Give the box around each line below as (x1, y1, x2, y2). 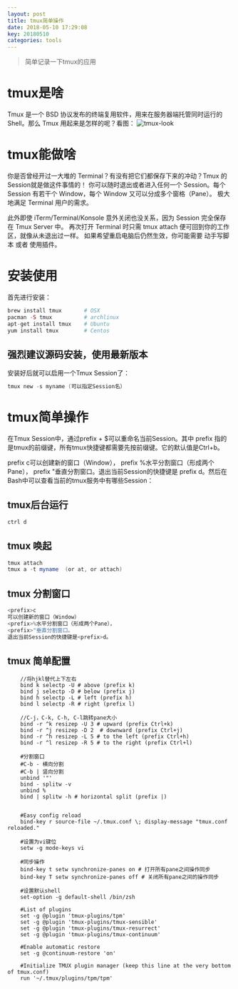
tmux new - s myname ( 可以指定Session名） (7, 383, 126, 390)
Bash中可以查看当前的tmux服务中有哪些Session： (7, 476, 154, 485)
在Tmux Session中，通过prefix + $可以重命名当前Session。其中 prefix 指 (7, 435, 221, 443)
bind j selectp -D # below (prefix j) (20, 688, 135, 696)
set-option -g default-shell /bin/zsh (20, 893, 135, 901)
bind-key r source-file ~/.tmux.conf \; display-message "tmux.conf (20, 818, 228, 826)
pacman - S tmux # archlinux (7, 313, 120, 321)
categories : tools (7, 37, 62, 44)
